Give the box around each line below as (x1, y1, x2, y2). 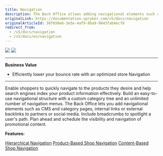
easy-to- (140, 90, 158, 96)
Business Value (5, 62, 37, 68)
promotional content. (5, 121, 47, 127)
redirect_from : (5, 25, 36, 30)
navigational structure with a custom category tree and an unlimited (13, 95, 149, 101)
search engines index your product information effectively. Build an (5, 90, 139, 96)
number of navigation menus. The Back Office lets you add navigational (5, 100, 148, 107)
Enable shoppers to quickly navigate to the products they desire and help (5, 85, 151, 91)
